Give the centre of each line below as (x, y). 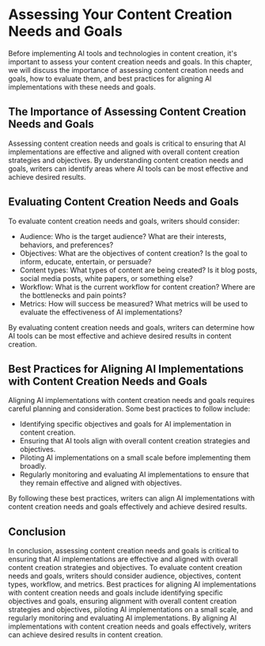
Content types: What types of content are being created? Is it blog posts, (138, 270)
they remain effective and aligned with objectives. (100, 483)
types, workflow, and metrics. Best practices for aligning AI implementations (132, 584)
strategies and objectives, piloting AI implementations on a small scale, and (131, 610)
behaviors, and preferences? (66, 245)
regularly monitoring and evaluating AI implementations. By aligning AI (123, 618)
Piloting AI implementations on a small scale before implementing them (135, 458)
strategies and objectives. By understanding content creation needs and (126, 160)
